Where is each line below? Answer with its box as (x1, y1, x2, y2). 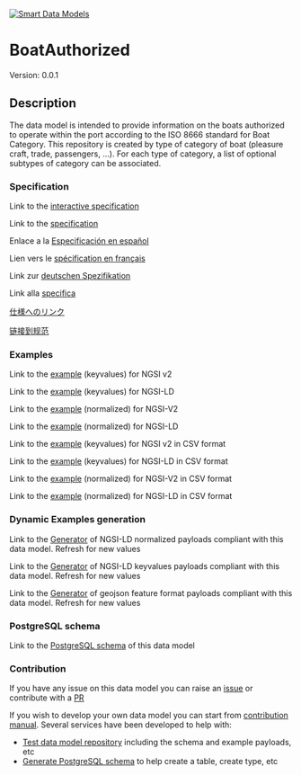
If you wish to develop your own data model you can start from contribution (9, 710, 289, 721)
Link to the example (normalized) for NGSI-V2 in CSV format (9, 473, 232, 485)
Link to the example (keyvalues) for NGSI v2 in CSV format (9, 439, 226, 450)
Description (9, 95, 76, 111)
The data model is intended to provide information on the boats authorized (9, 120, 285, 130)
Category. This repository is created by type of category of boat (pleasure (9, 138, 284, 149)
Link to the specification (9, 218, 99, 229)
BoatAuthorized (9, 40, 130, 60)
